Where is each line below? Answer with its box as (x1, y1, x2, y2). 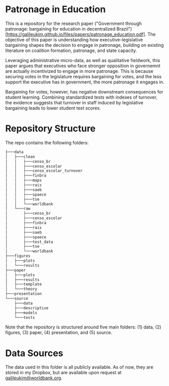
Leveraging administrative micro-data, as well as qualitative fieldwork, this (5, 57, 160, 63)
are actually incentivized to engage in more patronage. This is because (5, 68, 154, 74)
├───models (14, 310, 38, 315)
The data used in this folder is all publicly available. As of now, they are (5, 364, 154, 370)
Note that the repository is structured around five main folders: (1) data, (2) (5, 324, 161, 330)
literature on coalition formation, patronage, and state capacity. (5, 47, 137, 53)
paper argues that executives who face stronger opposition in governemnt (5, 63, 161, 69)
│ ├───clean (5, 154, 36, 159)
